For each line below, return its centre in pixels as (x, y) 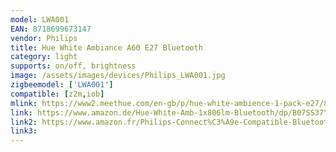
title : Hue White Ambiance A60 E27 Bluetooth (106, 47)
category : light (44, 57)
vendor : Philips (44, 38)
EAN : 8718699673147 (51, 29)
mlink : (24, 103)
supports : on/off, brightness (73, 66)
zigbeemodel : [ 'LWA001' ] (62, 85)
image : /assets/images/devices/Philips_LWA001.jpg (118, 76)
